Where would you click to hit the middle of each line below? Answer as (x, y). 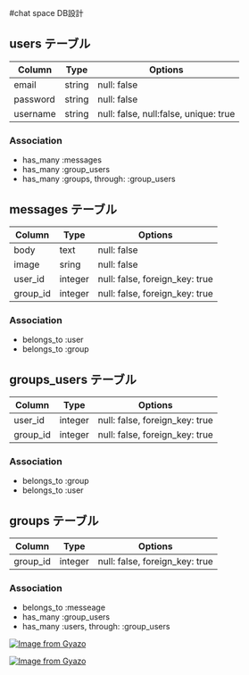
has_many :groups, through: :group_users (99, 179)
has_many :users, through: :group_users (96, 627)
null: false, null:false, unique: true (166, 113)
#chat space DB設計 (46, 13)
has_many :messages (62, 160)
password (34, 99)
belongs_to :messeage (63, 608)
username (35, 113)
